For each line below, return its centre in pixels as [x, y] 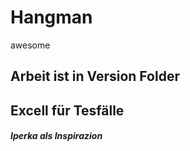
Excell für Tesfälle [67, 110]
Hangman [51, 17]
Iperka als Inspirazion [56, 136]
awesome [30, 45]
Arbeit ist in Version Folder [95, 76]
